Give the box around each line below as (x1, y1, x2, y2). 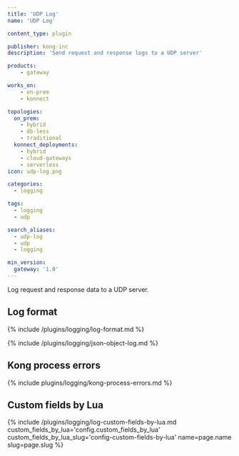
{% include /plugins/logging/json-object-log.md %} (7, 338, 158, 347)
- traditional (20, 135, 62, 142)
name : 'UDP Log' (7, 17, 56, 24)
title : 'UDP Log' (7, 10, 59, 18)
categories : (7, 181, 43, 188)
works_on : (7, 82, 37, 89)
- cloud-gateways (20, 154, 72, 161)
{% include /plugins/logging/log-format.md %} (7, 325, 145, 333)
